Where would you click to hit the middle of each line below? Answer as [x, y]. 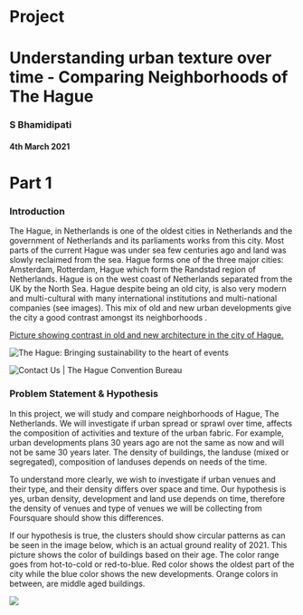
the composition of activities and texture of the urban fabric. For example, [147, 433]
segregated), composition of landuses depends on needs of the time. [138, 461]
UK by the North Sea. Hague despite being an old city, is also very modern [148, 289]
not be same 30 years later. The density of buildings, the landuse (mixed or [149, 452]
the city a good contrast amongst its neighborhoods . [109, 318]
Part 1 [31, 183]
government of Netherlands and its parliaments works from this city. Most [147, 241]
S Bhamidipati [41, 125]
